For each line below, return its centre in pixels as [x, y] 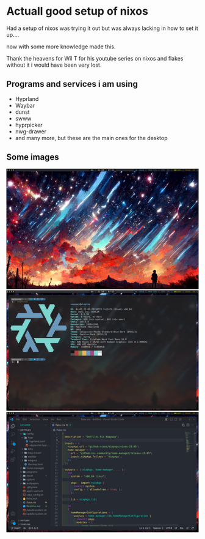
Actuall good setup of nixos [77, 11]
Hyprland [27, 99]
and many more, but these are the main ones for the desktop [91, 138]
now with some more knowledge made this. [61, 46]
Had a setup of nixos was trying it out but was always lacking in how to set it [102, 28]
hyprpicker [29, 125]
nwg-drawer [31, 131]
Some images [33, 157]
